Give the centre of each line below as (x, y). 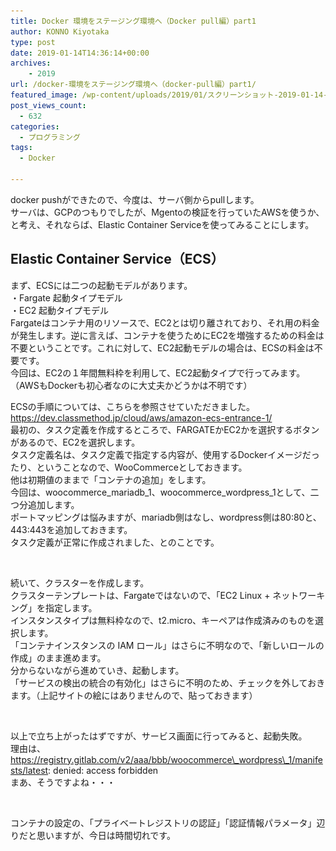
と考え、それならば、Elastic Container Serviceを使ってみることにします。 (162, 224)
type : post (33, 42)
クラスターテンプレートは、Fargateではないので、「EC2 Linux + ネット (155, 595)
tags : (21, 148)
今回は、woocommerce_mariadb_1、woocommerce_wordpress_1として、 (160, 492)
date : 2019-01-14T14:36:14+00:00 (80, 53)
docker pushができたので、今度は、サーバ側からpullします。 (135, 199)
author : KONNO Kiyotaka (60, 31)
